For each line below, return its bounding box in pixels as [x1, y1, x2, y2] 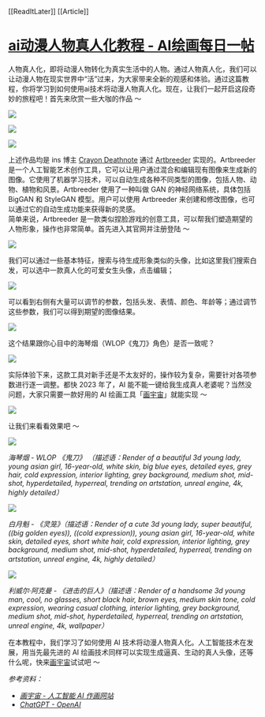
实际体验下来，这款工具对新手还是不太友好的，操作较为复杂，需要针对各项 [8, 370, 250, 379]
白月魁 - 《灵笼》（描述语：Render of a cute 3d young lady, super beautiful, [8, 519, 253, 528]
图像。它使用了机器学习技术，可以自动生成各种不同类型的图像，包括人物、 [8, 174, 250, 184]
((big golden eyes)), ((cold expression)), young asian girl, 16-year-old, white [8, 528, 255, 537]
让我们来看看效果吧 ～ [8, 421, 80, 431]
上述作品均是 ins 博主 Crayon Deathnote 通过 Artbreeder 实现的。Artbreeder [8, 155, 256, 164]
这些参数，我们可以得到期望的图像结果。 [8, 307, 140, 316]
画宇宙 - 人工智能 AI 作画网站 [19, 690, 114, 700]
